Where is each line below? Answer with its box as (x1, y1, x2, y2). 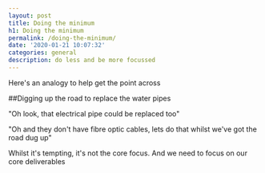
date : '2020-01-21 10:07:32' (8, 41, 106, 49)
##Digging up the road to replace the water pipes (8, 93, 171, 103)
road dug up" (8, 132, 52, 142)
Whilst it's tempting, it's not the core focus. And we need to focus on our (8, 148, 248, 158)
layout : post (8, 11, 52, 20)
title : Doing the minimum (8, 19, 94, 27)
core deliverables (8, 156, 66, 166)
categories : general (8, 49, 78, 57)
